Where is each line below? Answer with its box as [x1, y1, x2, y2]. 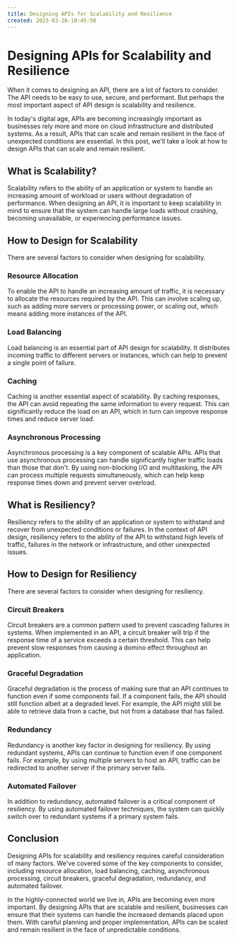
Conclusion [7, 833, 59, 845]
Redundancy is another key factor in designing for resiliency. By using [7, 741, 211, 749]
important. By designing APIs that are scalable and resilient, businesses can [7, 903, 229, 911]
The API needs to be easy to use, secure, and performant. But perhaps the [7, 93, 225, 102]
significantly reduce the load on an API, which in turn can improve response [7, 407, 229, 415]
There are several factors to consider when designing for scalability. [7, 253, 207, 262]
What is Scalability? [7, 165, 97, 177]
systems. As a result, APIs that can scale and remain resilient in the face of [7, 129, 225, 138]
